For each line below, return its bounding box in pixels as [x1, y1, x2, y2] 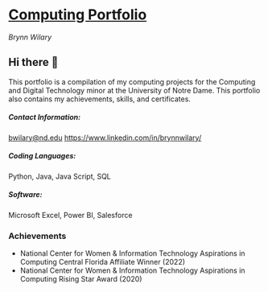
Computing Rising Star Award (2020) [19, 273, 142, 283]
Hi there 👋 [8, 56, 59, 69]
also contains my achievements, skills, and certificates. [8, 94, 192, 104]
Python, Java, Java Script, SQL [8, 171, 111, 181]
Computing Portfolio [8, 6, 147, 24]
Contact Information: [8, 113, 81, 122]
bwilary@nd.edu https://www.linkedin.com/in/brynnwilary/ [8, 133, 202, 142]
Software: [8, 190, 43, 199]
